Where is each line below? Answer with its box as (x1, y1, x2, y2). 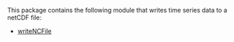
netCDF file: (7, 13, 42, 22)
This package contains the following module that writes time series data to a (7, 6, 228, 14)
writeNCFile (17, 27, 52, 35)
